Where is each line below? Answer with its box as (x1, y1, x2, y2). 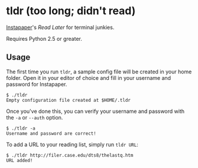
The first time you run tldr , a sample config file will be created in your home (6, 68, 192, 75)
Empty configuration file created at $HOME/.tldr (6, 97, 131, 103)
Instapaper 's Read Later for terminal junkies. (6, 24, 115, 31)
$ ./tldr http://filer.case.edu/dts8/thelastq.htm (6, 152, 134, 158)
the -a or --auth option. (6, 114, 63, 121)
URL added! (6, 157, 33, 163)
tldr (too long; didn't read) (6, 4, 136, 18)
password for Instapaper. (6, 80, 67, 88)
